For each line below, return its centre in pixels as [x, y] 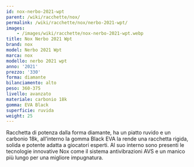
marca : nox [19, 55]
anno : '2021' [22, 66]
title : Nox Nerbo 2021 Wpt [39, 39]
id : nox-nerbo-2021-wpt [35, 12]
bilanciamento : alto [32, 83]
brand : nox [19, 45]
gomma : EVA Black [27, 105]
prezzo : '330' [24, 72]
